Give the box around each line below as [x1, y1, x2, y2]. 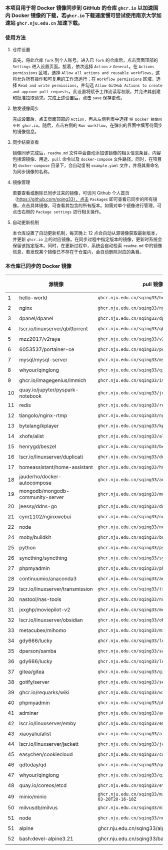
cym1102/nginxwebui [19, 513, 71, 520]
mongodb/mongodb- [19, 487, 70, 494]
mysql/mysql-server [19, 356, 67, 363]
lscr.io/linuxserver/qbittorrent [19, 325, 88, 332]
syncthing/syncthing [19, 555, 67, 562]
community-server [19, 494, 64, 501]
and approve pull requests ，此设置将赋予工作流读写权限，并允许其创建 [12, 89, 161, 95]
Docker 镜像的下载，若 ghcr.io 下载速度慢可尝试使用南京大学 [11, 12, 156, 19]
